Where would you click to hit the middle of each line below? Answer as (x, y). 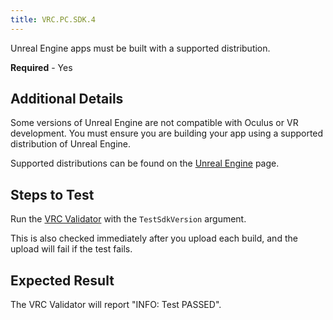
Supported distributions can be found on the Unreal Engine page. (145, 163)
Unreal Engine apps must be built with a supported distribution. (140, 48)
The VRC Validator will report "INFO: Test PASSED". (116, 305)
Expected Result (62, 280)
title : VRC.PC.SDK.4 (53, 19)
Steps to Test (52, 194)
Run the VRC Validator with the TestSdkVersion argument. (128, 219)
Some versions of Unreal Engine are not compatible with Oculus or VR (154, 123)
